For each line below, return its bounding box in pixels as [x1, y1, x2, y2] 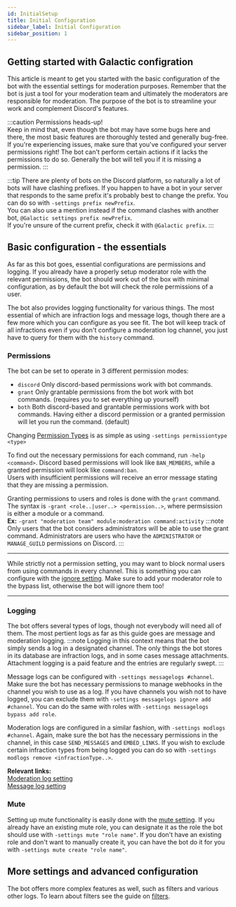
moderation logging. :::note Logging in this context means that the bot [7, 637, 209, 645]
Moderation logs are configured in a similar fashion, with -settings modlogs [7, 724, 226, 732]
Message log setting [7, 782, 67, 790]
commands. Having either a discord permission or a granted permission [17, 410, 225, 418]
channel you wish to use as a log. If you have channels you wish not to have [7, 687, 227, 696]
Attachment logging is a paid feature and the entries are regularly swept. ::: [7, 659, 224, 668]
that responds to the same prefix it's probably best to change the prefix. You [7, 191, 228, 200]
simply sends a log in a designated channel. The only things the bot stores [7, 644, 223, 653]
